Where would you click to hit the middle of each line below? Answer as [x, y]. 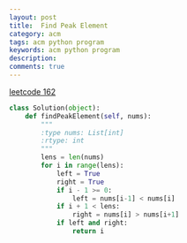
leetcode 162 [33, 91]
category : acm [35, 34]
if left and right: [92, 223]
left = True [78, 173]
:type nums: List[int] [82, 133]
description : [33, 58]
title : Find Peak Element [59, 26]
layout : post [33, 17]
